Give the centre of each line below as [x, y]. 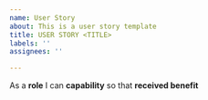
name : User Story [42, 18]
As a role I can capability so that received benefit [104, 85]
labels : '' [30, 43]
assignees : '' [36, 52]
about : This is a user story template [83, 26]
